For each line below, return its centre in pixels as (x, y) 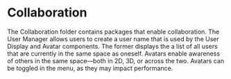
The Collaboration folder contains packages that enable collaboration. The (113, 32)
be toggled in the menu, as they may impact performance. (90, 68)
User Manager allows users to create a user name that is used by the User (113, 38)
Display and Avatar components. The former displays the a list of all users (113, 46)
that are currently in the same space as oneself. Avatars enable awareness (114, 54)
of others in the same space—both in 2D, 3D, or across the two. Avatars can (115, 60)
